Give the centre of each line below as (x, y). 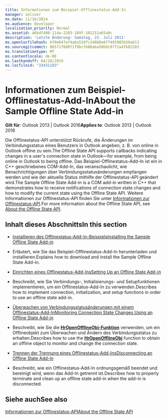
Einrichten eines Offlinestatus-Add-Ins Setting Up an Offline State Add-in (86, 272)
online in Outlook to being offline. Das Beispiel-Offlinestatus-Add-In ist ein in (84, 161)
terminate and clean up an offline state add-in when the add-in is (79, 378)
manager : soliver (23, 14)
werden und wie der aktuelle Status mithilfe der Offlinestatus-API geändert (82, 177)
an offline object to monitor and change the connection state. (75, 343)
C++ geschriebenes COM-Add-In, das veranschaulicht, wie (66, 167)
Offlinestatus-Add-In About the (71, 101)
